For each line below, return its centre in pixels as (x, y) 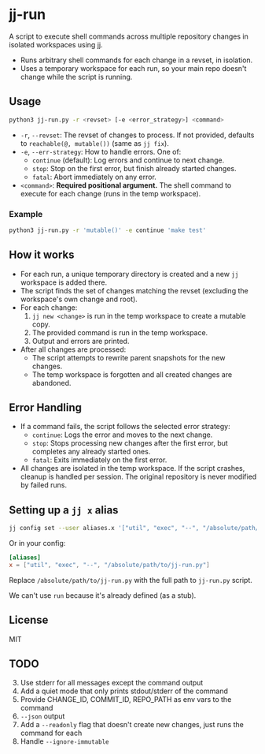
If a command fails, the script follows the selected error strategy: (125, 427)
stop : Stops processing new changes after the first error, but (130, 443)
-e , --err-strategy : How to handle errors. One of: (101, 151)
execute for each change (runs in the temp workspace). (110, 193)
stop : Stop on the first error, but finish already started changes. (134, 168)
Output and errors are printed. (81, 341)
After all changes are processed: (73, 349)
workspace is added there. (64, 282)
